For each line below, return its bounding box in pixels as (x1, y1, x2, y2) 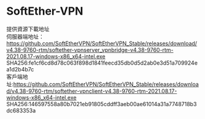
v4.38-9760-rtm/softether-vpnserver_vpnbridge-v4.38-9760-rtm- (6, 46, 174, 53)
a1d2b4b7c (6, 65, 34, 73)
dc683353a (6, 107, 36, 114)
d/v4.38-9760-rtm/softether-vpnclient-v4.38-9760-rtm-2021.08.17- (6, 87, 177, 95)
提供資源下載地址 (6, 25, 50, 32)
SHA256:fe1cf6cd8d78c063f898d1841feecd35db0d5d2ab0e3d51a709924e (6, 59, 198, 67)
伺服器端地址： (6, 32, 44, 40)
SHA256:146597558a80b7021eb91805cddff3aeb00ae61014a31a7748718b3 (6, 100, 197, 107)
